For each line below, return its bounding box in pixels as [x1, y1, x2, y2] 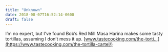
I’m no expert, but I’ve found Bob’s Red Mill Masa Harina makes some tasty [5, 31, 163, 37]
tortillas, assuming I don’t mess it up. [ [5, 36, 86, 42]
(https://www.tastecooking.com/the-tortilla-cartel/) [5, 41, 113, 47]
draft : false [5, 17, 33, 22]
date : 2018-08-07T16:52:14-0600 [5, 12, 74, 17]
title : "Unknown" [5, 7, 43, 13]
